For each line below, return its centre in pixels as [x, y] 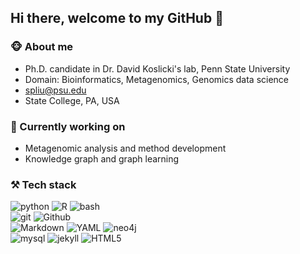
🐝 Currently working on [68, 126]
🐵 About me [42, 47]
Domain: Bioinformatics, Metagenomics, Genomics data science [157, 79]
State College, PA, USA [72, 100]
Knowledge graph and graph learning [102, 158]
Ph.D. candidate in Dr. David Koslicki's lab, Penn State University [157, 68]
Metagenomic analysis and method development [125, 148]
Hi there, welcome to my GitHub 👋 [117, 18]
